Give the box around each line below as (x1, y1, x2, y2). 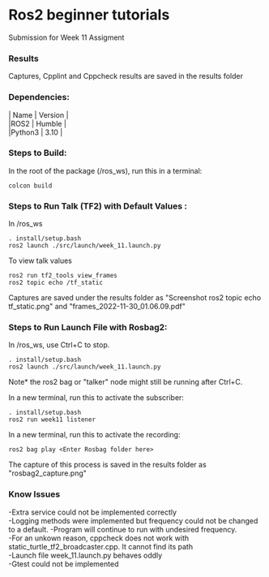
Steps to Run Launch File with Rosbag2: (8, 322, 168, 334)
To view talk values (8, 256, 73, 265)
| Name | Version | (8, 110, 69, 119)
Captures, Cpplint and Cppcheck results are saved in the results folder (8, 71, 243, 81)
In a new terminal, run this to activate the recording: (8, 430, 181, 440)
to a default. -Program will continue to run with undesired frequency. (8, 524, 237, 534)
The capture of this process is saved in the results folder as (8, 460, 207, 470)
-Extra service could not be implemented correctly (8, 507, 177, 517)
